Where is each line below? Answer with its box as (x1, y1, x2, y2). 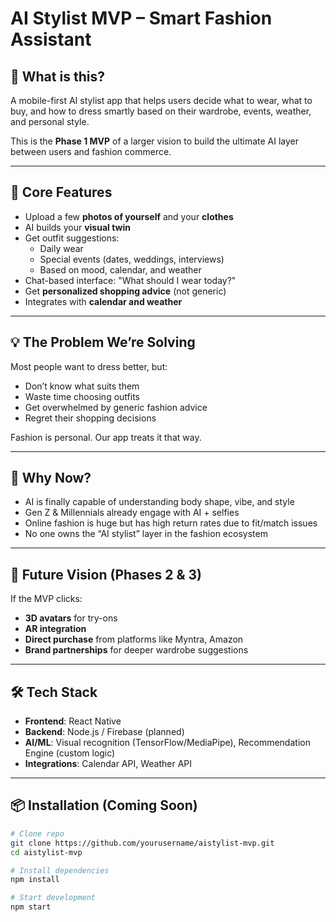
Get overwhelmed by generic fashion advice (24, 401, 208, 413)
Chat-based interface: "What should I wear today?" (24, 274, 237, 286)
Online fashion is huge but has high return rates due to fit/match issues (24, 517, 318, 529)
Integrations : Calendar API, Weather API (24, 758, 193, 770)
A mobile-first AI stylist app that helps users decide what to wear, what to (10, 95, 313, 106)
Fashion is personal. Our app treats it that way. (10, 431, 202, 443)
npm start (10, 902, 52, 912)
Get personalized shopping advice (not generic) (24, 285, 227, 297)
